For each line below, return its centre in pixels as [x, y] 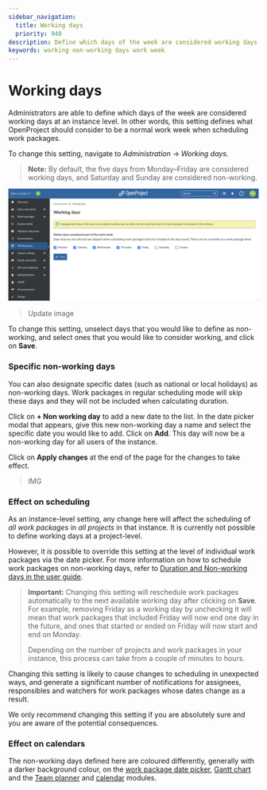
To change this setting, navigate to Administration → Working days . [118, 154]
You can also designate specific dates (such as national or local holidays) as [133, 384]
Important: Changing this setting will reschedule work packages [133, 592]
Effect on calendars [47, 743]
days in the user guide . [46, 577]
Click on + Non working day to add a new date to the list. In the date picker [131, 416]
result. [19, 699]
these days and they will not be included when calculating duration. [118, 401]
